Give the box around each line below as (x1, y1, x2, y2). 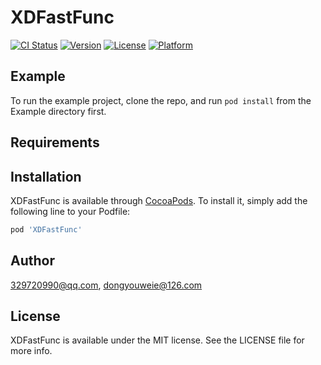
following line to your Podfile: (10, 205, 131, 217)
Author (10, 252, 55, 270)
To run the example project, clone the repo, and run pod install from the (10, 94, 312, 106)
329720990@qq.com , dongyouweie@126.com (10, 279, 203, 291)
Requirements (10, 134, 100, 151)
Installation (10, 168, 82, 185)
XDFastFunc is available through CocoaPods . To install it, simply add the (10, 194, 308, 206)
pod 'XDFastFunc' (10, 224, 83, 235)
